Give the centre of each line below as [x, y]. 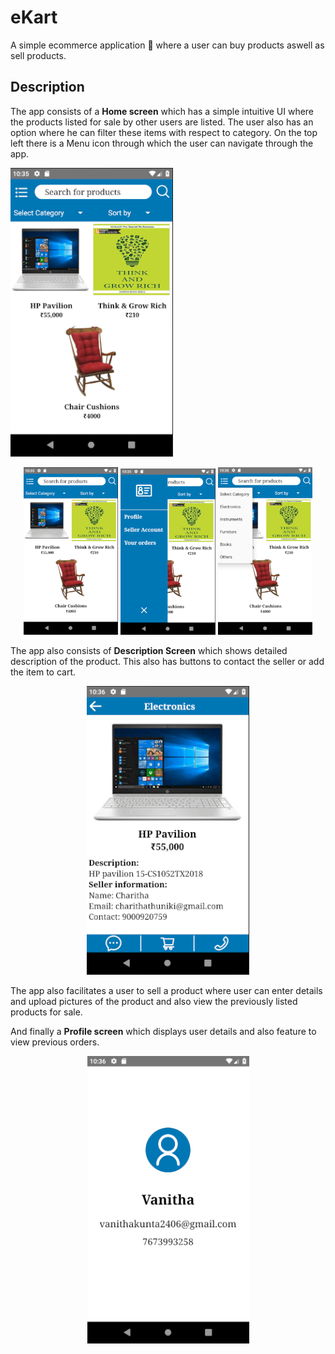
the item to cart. [43, 672]
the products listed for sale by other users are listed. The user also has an [162, 122]
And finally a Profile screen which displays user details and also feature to [163, 1032]
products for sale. [46, 1012]
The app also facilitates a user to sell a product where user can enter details [166, 991]
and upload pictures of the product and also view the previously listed [154, 1002]
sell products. [38, 55]
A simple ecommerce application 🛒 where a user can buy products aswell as [167, 45]
